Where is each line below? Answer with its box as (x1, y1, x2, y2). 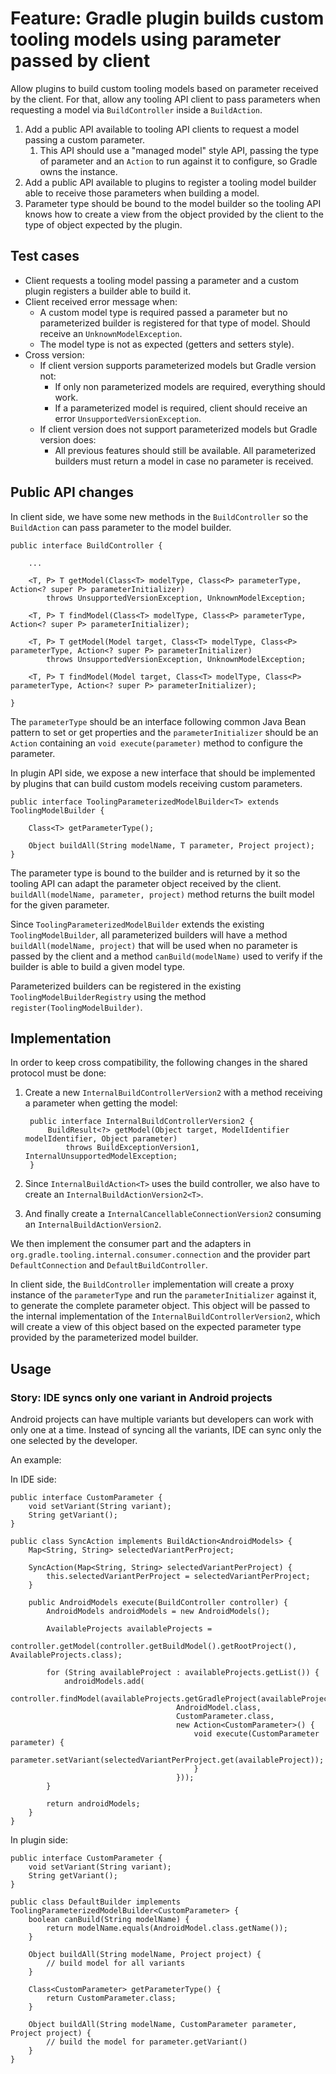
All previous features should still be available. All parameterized (54, 444, 317, 456)
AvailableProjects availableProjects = (46, 1624, 213, 1634)
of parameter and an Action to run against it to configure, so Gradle (39, 155, 318, 167)
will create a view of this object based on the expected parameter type (10, 1321, 302, 1333)
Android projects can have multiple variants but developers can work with (10, 1413, 314, 1426)
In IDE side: (10, 1473, 57, 1486)
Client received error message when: (24, 295, 178, 307)
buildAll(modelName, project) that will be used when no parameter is (10, 939, 298, 951)
